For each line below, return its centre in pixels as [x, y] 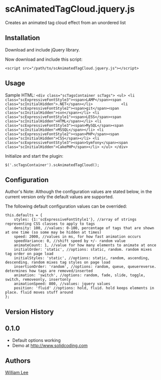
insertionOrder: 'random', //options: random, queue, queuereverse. [85, 267]
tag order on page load [29, 254]
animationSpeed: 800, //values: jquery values [62, 284]
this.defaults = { [24, 215]
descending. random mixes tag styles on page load [58, 262]
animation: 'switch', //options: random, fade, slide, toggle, [80, 275]
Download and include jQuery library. [43, 49]
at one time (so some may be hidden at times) [53, 233]
